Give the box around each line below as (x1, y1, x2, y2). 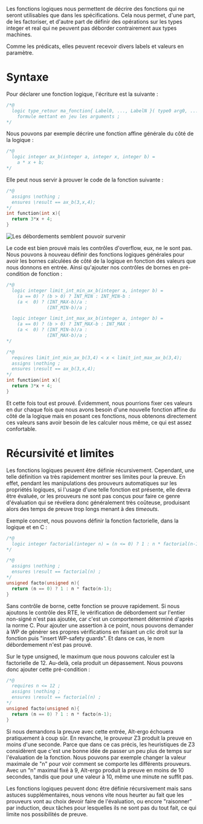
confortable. (6, 425, 37, 433)
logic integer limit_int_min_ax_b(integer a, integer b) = (11, 288, 164, 294)
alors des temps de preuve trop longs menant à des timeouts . (6, 505, 159, 512)
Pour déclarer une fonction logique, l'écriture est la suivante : (6, 90, 158, 98)
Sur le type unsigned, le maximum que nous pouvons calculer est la (6, 652, 175, 660)
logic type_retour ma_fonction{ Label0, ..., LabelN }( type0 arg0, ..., (11, 107, 201, 114)
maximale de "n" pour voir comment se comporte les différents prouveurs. (6, 760, 192, 767)
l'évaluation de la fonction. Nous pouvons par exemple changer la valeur (6, 754, 187, 761)
